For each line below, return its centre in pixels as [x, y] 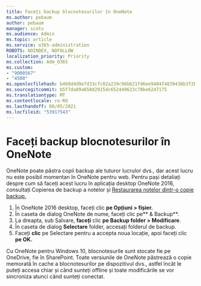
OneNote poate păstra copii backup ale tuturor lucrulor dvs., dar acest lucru [100, 171]
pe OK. [24, 239]
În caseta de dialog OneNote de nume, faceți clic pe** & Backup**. [97, 214]
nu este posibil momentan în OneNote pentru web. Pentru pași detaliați [93, 177]
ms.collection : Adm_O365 [37, 62]
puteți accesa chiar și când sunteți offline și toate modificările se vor [90, 270]
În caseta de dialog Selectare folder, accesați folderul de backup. [95, 227]
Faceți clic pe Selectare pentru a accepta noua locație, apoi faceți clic [101, 233]
